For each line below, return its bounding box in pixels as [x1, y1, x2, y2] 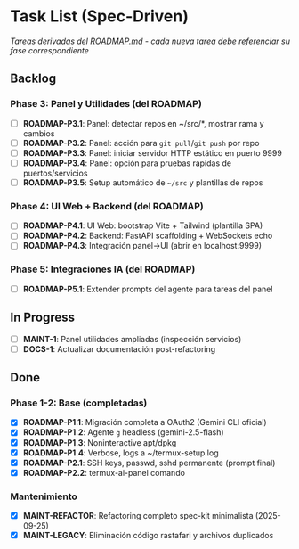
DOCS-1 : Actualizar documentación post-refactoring [22, 343, 216, 354]
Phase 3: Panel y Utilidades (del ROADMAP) [10, 98, 203, 111]
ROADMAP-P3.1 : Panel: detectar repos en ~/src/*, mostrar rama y [22, 118, 265, 128]
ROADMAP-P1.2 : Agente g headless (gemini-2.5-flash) [22, 427, 225, 438]
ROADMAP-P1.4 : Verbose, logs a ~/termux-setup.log [22, 447, 219, 458]
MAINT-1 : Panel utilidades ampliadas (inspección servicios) [22, 333, 242, 344]
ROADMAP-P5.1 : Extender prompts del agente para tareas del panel [22, 283, 273, 294]
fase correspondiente [10, 45, 90, 55]
